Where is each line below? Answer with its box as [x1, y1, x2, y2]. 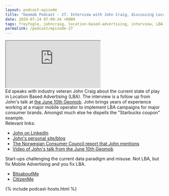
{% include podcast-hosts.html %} [5, 186, 77, 192]
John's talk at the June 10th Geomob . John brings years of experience [5, 99, 151, 105]
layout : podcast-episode [5, 7, 57, 13]
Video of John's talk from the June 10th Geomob [12, 146, 114, 152]
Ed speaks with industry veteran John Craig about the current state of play [5, 88, 160, 94]
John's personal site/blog [12, 135, 65, 141]
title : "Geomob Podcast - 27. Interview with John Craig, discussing [5, 12, 154, 17]
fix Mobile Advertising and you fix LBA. [5, 161, 86, 167]
